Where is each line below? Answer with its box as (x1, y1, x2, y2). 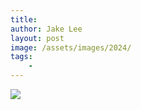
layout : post (10, 33, 65, 43)
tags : (10, 52, 33, 62)
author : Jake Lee (10, 24, 83, 34)
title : (10, 14, 38, 25)
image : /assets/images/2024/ (10, 42, 132, 53)
